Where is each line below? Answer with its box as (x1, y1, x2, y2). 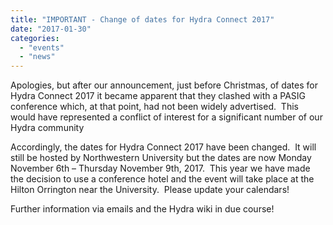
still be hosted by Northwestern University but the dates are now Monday (10, 152, 312, 164)
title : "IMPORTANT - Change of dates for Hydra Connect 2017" (10, 14, 275, 25)
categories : (10, 33, 60, 43)
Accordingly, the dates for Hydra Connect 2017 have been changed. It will (10, 141, 317, 153)
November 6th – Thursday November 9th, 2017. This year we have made (10, 162, 311, 175)
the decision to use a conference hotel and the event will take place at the (10, 173, 315, 185)
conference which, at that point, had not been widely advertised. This (10, 101, 299, 113)
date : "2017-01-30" (10, 24, 92, 34)
